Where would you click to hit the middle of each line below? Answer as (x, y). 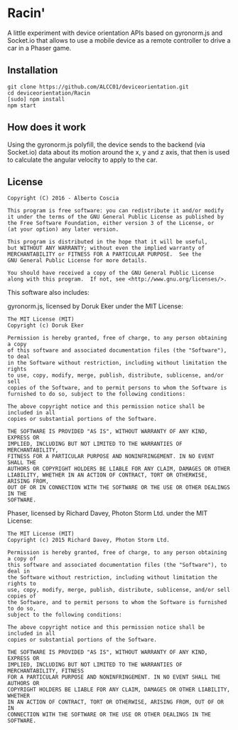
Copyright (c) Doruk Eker (45, 325)
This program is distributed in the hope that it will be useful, (108, 242)
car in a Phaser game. (39, 48)
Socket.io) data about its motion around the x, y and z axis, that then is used (118, 152)
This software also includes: (49, 293)
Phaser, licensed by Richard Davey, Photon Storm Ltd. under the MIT (108, 513)
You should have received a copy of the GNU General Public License (111, 273)
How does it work (47, 127)
